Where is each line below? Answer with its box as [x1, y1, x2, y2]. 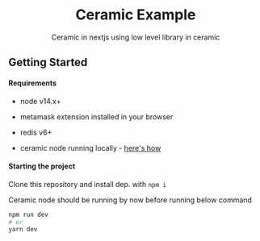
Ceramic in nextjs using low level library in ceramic [51, 32, 220, 42]
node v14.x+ [19, 96, 61, 106]
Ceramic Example [75, 6, 196, 24]
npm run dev [8, 210, 48, 218]
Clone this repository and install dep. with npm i [8, 179, 167, 189]
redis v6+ [19, 127, 52, 137]
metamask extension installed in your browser [19, 111, 174, 122]
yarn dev [8, 226, 38, 234]
